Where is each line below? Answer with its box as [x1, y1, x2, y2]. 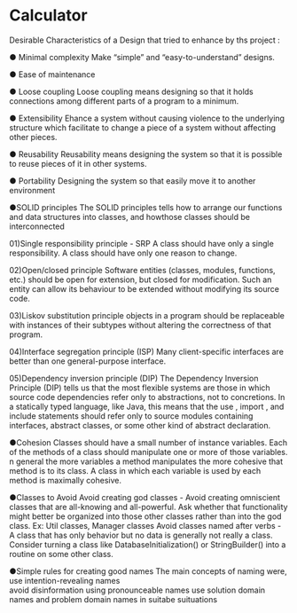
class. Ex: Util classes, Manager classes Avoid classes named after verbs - [9, 520, 282, 530]
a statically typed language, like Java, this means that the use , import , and [9, 401, 285, 412]
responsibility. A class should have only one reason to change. [9, 248, 238, 258]
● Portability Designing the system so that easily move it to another [9, 175, 256, 186]
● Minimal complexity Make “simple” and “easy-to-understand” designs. [9, 51, 275, 62]
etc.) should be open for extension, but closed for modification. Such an [9, 274, 272, 285]
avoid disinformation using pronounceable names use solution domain [9, 585, 266, 595]
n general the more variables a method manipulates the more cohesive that [9, 456, 284, 467]
